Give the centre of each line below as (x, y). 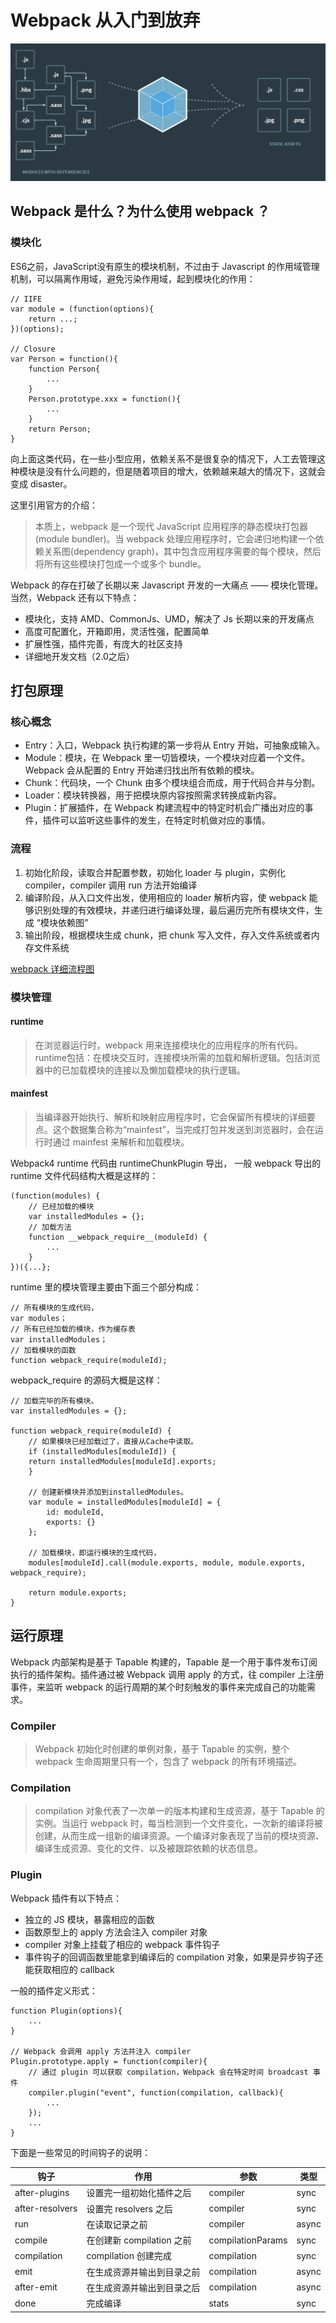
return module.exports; (78, 1592)
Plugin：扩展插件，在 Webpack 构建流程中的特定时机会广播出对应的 (164, 808)
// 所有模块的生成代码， (54, 1307)
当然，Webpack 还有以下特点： (75, 597)
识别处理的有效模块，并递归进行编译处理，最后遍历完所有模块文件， (174, 910)
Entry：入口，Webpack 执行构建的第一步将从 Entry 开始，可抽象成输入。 (174, 745)
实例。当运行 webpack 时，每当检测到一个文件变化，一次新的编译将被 (178, 1823)
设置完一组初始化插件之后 (139, 2193)
